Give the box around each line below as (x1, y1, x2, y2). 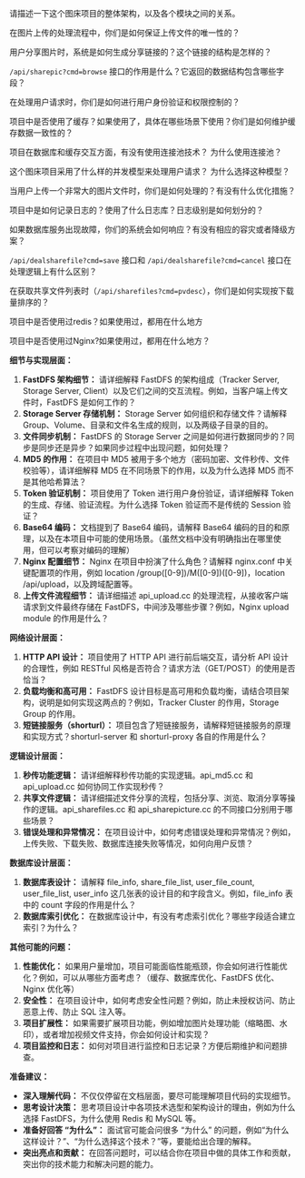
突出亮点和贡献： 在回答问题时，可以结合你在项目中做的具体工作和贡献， (22, 1147, 296, 1158)
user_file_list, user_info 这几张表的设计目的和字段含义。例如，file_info (22, 888, 283, 899)
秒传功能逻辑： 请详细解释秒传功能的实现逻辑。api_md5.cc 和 (22, 770, 254, 780)
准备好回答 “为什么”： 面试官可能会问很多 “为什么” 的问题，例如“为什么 (22, 1124, 290, 1135)
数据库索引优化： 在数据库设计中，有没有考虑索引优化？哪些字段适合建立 (22, 911, 296, 921)
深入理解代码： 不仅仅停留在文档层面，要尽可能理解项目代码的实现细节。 (22, 1091, 296, 1101)
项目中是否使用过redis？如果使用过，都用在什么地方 (9, 317, 203, 327)
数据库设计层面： (9, 858, 74, 868)
